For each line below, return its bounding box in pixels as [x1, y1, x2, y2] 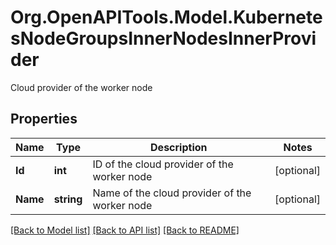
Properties [10, 111, 78, 128]
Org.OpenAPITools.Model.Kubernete [10, 6, 323, 29]
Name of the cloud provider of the [92, 186, 252, 200]
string [53, 192, 83, 206]
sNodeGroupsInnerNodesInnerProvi [10, 27, 317, 50]
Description [150, 140, 208, 154]
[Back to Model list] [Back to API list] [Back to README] [10, 224, 240, 236]
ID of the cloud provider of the [92, 157, 234, 171]
